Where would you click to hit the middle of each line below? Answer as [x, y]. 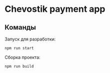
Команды [20, 27]
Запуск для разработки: [30, 39]
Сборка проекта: [23, 57]
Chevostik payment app [55, 9]
